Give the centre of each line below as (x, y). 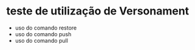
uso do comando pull (42, 40)
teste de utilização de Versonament (98, 11)
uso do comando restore (46, 28)
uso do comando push (43, 34)
